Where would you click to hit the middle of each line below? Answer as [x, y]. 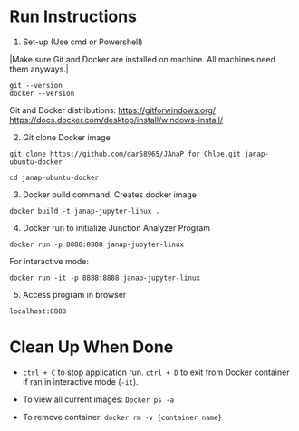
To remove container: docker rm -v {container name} [122, 417]
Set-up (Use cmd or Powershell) [82, 42]
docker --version [42, 93]
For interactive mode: [49, 261]
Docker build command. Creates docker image [110, 194]
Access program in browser [74, 294]
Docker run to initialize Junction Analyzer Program [116, 227]
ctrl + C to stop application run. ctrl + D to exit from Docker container [156, 372]
